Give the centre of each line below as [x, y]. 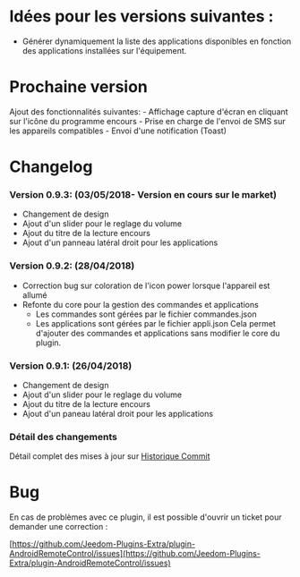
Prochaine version [78, 87]
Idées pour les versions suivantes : [141, 17]
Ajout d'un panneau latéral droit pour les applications [120, 242]
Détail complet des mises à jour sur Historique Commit [110, 456]
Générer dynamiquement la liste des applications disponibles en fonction [157, 41]
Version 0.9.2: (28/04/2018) [72, 266]
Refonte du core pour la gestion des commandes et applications [141, 304]
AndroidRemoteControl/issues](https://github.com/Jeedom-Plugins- [135, 554]
